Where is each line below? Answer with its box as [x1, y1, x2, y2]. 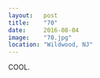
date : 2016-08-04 [8, 26, 80, 34]
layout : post [8, 11, 58, 20]
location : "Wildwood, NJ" [8, 41, 93, 49]
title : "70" [8, 19, 58, 27]
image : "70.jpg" [8, 33, 72, 42]
